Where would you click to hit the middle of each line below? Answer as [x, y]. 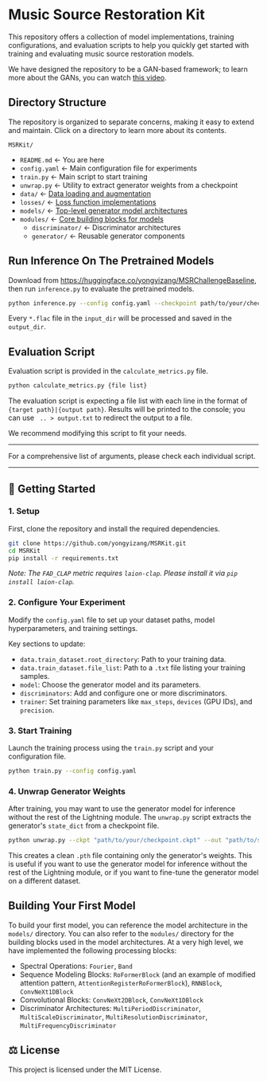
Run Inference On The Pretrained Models [111, 261]
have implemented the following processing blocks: [93, 951]
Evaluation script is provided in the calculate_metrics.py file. [108, 371]
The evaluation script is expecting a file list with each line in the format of [128, 401]
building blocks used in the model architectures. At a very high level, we [126, 942]
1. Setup [24, 512]
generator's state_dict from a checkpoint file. [84, 825]
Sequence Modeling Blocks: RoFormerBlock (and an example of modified [137, 974]
